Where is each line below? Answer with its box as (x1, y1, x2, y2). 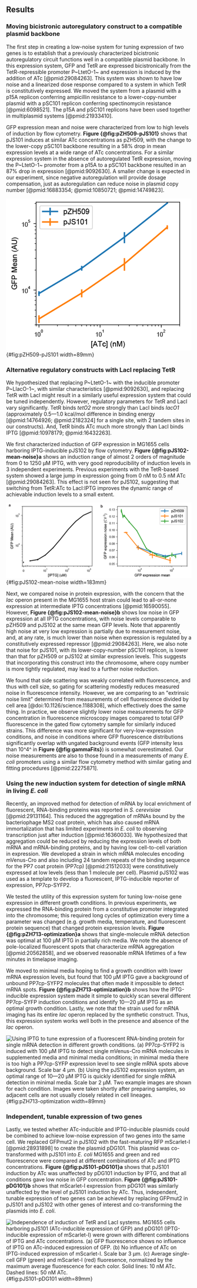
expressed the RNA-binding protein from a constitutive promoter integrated (6, 905, 188, 913)
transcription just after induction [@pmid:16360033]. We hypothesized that (6, 832, 188, 839)
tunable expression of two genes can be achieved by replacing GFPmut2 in (6, 1195, 188, 1202)
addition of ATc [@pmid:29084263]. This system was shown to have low (6, 74, 182, 81)
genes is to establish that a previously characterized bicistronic (6, 50, 159, 57)
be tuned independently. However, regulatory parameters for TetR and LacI (6, 398, 188, 405)
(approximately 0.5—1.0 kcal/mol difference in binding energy (6, 410, 155, 417)
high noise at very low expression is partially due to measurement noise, (6, 627, 181, 635)
